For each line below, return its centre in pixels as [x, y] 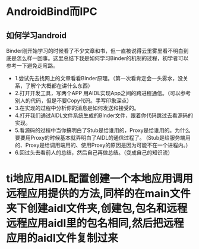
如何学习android [37, 35]
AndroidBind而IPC [52, 12]
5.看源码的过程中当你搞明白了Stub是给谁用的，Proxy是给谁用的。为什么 [102, 130]
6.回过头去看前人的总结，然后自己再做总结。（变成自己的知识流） [94, 152]
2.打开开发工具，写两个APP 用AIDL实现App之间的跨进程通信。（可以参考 [103, 93]
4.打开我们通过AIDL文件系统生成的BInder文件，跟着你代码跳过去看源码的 [104, 115]
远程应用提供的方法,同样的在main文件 [99, 194]
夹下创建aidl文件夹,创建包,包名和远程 [97, 209]
